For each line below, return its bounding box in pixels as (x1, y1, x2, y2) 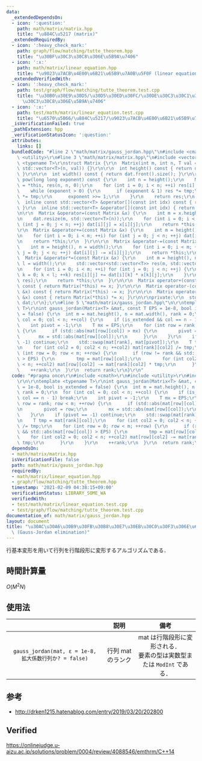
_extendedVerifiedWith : (11, 76, 71, 82)
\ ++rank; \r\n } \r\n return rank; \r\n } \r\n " (17, 367, 144, 373)
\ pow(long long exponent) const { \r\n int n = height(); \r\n (17, 177, 185, 183)
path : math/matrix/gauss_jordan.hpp (11, 462, 103, 468)
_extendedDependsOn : (11, 14, 63, 20)
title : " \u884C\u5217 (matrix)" (17, 31, 98, 37)
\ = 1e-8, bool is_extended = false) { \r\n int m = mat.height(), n (17, 384, 195, 390)
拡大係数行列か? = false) (21, 655, 88, 662)
